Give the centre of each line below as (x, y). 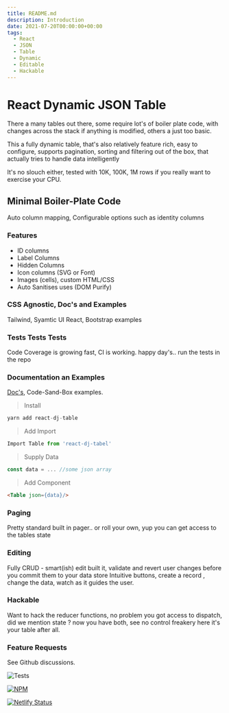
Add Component (47, 483)
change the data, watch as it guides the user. (71, 582)
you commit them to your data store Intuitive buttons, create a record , (106, 575)
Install (32, 406)
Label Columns (38, 257)
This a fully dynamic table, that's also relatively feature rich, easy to (103, 144)
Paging (19, 513)
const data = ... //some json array (59, 470)
